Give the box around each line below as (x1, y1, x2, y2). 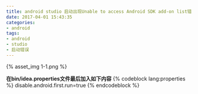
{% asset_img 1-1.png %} (6, 63, 68, 70)
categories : (6, 19, 35, 25)
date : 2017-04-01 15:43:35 (6, 14, 72, 20)
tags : (6, 31, 19, 36)
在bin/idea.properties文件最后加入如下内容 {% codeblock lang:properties (6, 75, 186, 82)
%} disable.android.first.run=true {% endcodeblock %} (6, 82, 140, 89)
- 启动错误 (6, 47, 29, 53)
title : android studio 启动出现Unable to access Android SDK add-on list (6, 8, 187, 15)
